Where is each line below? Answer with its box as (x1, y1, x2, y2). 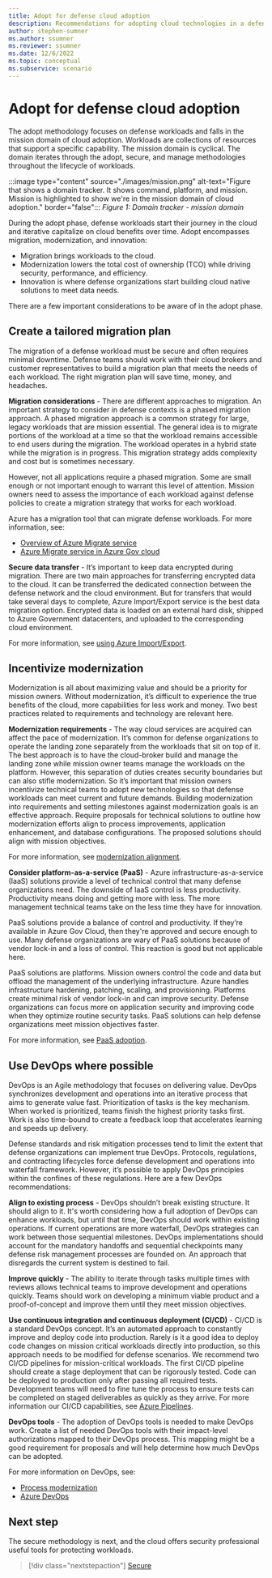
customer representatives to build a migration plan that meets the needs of (8, 363, 257, 373)
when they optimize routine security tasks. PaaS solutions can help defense (8, 1011, 261, 1021)
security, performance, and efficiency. (19, 268, 148, 278)
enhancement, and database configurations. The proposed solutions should (8, 828, 261, 838)
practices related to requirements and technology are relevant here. (8, 709, 234, 719)
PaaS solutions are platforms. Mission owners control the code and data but (8, 968, 261, 978)
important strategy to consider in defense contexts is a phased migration (8, 404, 251, 414)
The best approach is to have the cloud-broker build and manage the (8, 750, 239, 760)
